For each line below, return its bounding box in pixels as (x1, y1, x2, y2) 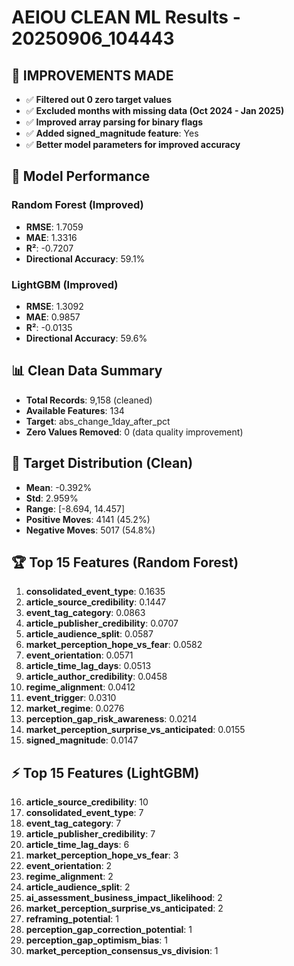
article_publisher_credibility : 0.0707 (25, 617, 179, 630)
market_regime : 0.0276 (25, 702, 125, 715)
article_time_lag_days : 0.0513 (25, 660, 152, 672)
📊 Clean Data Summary (11, 362, 163, 380)
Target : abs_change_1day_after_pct (25, 415, 171, 427)
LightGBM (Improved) (11, 277, 119, 291)
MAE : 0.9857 (25, 311, 81, 323)
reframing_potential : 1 (25, 913, 119, 925)
